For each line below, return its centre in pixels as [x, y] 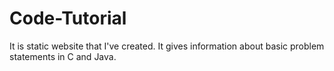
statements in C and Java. [63, 56]
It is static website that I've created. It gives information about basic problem [167, 46]
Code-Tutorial [68, 18]
